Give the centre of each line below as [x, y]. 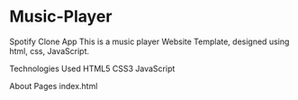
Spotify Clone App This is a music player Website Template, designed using [149, 41]
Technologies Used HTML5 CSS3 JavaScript [92, 68]
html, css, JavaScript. [50, 50]
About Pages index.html [54, 86]
